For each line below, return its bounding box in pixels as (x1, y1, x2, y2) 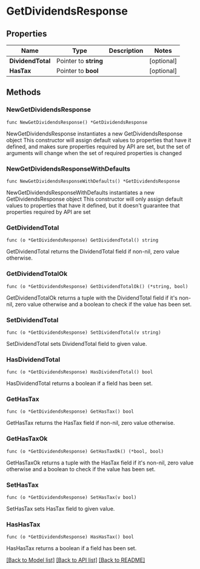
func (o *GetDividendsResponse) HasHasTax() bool (6, 534, 135, 540)
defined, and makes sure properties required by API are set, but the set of (6, 143, 191, 150)
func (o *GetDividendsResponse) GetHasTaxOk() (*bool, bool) (6, 448, 164, 454)
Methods (6, 87, 41, 98)
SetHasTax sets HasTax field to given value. (6, 505, 115, 512)
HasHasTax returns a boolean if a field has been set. (6, 545, 137, 552)
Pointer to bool (56, 67, 99, 75)
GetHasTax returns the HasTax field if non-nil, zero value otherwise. (6, 419, 175, 427)
